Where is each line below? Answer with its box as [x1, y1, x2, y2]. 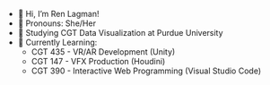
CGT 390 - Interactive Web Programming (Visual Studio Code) [30, 65, 262, 76]
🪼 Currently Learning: [17, 37, 98, 47]
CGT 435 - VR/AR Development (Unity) [30, 47, 176, 57]
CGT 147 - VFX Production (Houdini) [30, 56, 166, 66]
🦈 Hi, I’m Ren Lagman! [17, 9, 100, 19]
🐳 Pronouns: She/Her [17, 18, 97, 29]
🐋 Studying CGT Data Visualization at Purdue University [17, 28, 223, 38]
